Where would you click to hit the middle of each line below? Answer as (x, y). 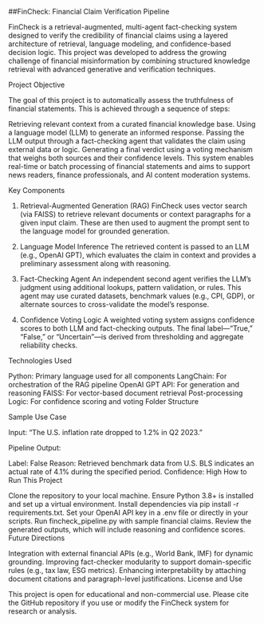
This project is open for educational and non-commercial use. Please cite (128, 594)
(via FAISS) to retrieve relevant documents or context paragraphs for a (135, 214)
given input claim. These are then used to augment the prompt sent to (134, 223)
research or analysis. (43, 611)
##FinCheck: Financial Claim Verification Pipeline (89, 12)
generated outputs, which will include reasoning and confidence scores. (127, 530)
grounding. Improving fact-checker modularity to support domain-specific (130, 562)
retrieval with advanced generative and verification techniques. (112, 69)
